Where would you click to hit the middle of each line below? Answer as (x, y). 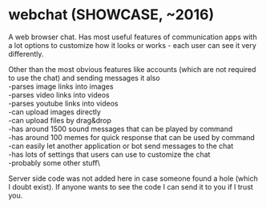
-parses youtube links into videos (63, 103)
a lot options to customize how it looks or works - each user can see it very (132, 45)
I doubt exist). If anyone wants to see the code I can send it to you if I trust (131, 186)
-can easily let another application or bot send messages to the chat (121, 146)
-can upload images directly (55, 112)
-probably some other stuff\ (54, 162)
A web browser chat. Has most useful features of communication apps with (133, 37)
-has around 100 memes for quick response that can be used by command (131, 137)
